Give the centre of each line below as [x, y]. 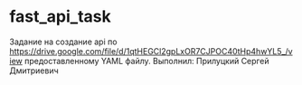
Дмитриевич [34, 71]
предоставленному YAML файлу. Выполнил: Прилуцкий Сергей [146, 61]
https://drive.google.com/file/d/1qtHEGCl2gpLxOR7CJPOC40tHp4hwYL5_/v [151, 51]
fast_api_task [60, 17]
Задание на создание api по [63, 42]
